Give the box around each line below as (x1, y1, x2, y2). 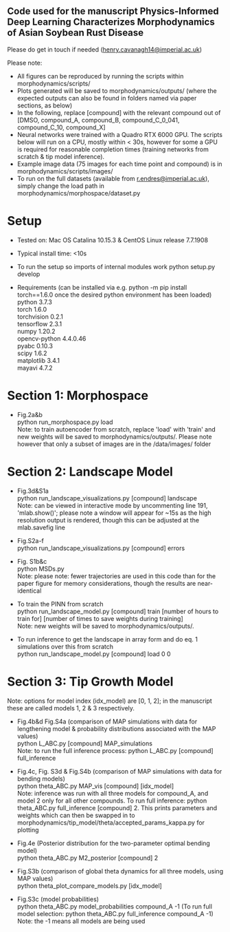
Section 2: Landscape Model (7, 464, 174, 479)
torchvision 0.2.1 (16, 313, 63, 321)
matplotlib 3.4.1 (16, 356, 60, 364)
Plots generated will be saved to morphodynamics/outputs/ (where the (16, 86, 218, 95)
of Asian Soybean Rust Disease (7, 27, 144, 39)
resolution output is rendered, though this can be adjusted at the (16, 516, 200, 524)
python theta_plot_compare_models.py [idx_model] (16, 881, 163, 890)
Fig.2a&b (16, 410, 43, 419)
